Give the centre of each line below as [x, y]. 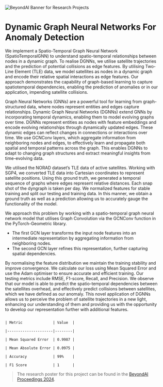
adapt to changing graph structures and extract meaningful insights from [78, 153]
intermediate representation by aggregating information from [73, 238]
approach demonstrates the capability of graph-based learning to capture [79, 82]
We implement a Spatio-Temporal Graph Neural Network [61, 50]
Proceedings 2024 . [36, 379]
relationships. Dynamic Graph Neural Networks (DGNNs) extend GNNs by [79, 112]
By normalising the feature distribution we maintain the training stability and [81, 263]
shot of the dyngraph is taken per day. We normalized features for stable [78, 188]
